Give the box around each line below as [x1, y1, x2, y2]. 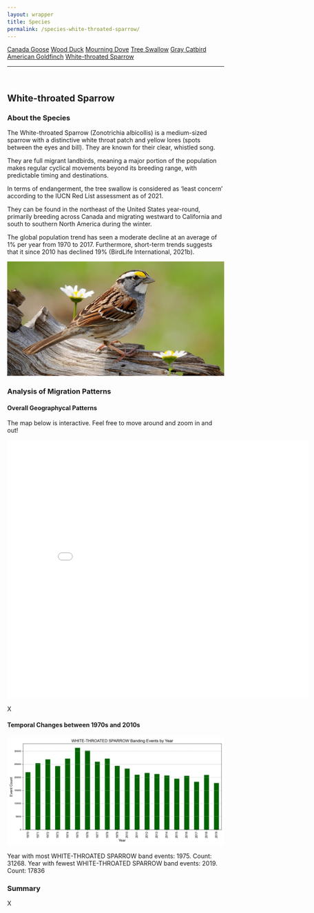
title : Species [7, 18, 51, 25]
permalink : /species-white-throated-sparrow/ [7, 25, 140, 32]
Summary [7, 883, 41, 893]
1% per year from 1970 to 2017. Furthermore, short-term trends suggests [7, 241, 213, 249]
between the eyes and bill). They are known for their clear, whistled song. [7, 143, 216, 151]
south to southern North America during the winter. [7, 220, 153, 228]
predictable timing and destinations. [7, 171, 109, 180]
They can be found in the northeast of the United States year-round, [7, 205, 201, 213]
